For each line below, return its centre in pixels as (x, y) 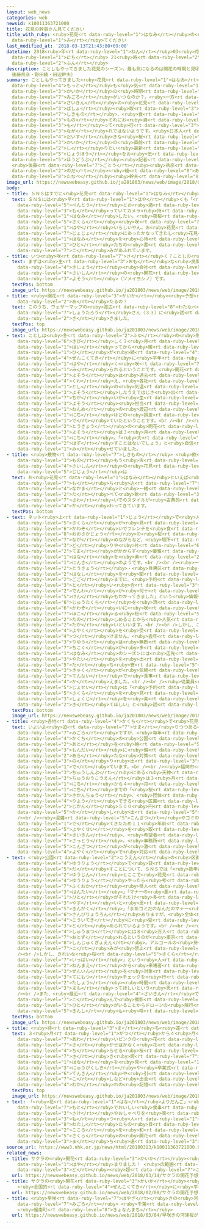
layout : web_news (28, 12)
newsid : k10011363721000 (38, 23)
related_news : (24, 1153)
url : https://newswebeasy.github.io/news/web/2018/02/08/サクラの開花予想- (106, 1192)
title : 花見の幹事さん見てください (45, 29)
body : (13, 188)
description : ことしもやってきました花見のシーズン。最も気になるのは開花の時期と (99, 69)
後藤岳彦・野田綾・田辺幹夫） (44, 74)
